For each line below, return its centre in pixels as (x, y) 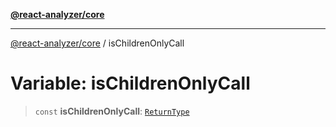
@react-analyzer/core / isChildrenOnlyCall (97, 43)
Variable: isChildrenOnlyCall (130, 83)
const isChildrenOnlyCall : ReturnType (112, 111)
